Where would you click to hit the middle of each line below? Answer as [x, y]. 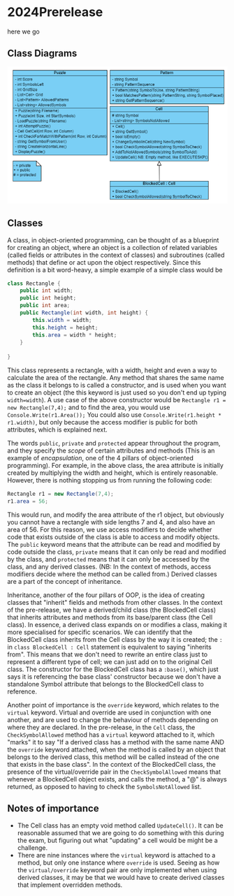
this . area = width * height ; [75, 335]
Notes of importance [53, 808]
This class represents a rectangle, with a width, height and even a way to [112, 370]
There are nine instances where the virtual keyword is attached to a [116, 855]
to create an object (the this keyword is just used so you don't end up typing [117, 392]
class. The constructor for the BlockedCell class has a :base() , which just [113, 669]
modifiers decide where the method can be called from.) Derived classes [112, 574]
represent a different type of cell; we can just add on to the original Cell [110, 661]
